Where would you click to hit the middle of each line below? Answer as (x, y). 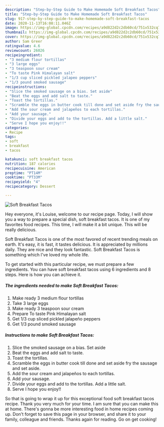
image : (12, 28)
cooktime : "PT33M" (24, 177)
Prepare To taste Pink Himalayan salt (49, 314)
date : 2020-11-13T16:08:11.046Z (38, 23)
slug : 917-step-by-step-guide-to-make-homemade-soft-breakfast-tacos (77, 19)
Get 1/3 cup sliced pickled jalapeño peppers (56, 319)
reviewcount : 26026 (25, 50)
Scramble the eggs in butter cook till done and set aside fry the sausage (85, 363)
